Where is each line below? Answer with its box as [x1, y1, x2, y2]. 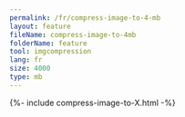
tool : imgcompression [9, 47, 92, 56]
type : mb [9, 73, 43, 82]
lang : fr [9, 55, 43, 64]
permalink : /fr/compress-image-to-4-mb [9, 13, 161, 23]
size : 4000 [9, 64, 51, 73]
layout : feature [9, 22, 71, 31]
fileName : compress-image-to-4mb [9, 30, 137, 39]
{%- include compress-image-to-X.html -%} [9, 97, 176, 108]
